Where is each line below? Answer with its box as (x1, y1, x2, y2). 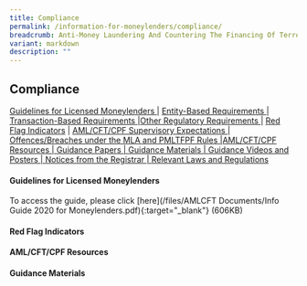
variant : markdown (9, 38, 79, 48)
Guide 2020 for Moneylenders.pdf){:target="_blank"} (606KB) (9, 205, 244, 216)
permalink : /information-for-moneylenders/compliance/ (9, 22, 223, 31)
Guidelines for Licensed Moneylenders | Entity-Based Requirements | (9, 105, 270, 116)
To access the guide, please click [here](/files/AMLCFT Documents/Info (9, 196, 280, 207)
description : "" (9, 48, 71, 57)
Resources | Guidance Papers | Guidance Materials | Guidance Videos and (9, 143, 290, 155)
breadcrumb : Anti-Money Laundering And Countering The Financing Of (9, 30, 276, 39)
